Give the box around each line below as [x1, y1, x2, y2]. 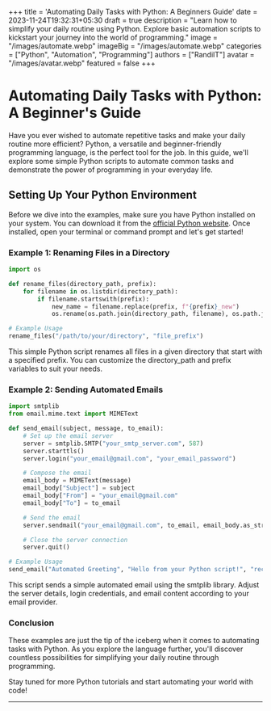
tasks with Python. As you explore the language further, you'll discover [8, 644, 244, 654]
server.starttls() [23, 447, 85, 455]
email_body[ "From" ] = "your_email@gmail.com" [23, 492, 179, 500]
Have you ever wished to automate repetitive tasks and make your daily [8, 130, 246, 140]
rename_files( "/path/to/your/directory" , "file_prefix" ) [8, 332, 204, 340]
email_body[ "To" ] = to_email [23, 499, 121, 507]
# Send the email [23, 513, 81, 522]
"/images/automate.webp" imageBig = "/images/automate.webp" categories [8, 41, 262, 51]
